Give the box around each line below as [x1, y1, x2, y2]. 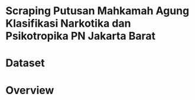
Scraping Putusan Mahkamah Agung [5, 4, 190, 18]
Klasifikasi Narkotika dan [5, 17, 131, 30]
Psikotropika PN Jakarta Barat [5, 30, 156, 43]
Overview [5, 83, 54, 97]
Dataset [5, 56, 45, 70]
